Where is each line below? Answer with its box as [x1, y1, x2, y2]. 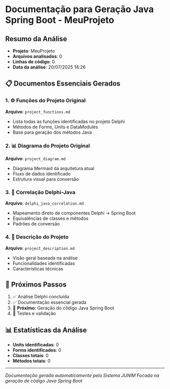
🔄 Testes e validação [12, 310, 56, 317]
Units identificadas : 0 [12, 342, 59, 348]
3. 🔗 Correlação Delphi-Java [5, 188, 76, 196]
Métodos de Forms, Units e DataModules [12, 124, 98, 130]
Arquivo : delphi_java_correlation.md [5, 200, 84, 206]
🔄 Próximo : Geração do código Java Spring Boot [12, 305, 115, 311]
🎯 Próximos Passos [5, 280, 67, 289]
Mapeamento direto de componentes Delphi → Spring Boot [12, 210, 136, 216]
